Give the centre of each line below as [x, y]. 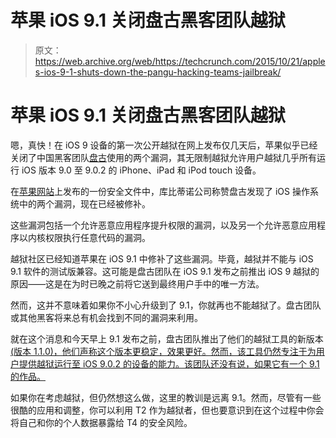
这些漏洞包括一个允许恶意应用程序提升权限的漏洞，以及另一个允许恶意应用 [163, 225]
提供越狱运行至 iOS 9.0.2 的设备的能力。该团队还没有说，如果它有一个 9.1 [169, 363]
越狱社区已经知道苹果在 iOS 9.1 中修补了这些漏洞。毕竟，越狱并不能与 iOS [162, 258]
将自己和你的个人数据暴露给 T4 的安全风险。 [101, 422]
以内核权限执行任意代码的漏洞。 [84, 237]
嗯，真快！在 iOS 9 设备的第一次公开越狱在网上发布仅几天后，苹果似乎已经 [164, 145]
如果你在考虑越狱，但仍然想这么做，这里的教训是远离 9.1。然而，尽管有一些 [166, 397]
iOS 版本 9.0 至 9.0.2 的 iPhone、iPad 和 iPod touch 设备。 [141, 170]
